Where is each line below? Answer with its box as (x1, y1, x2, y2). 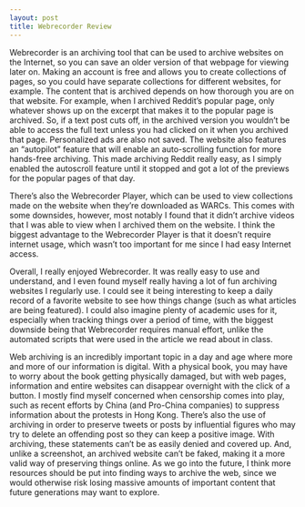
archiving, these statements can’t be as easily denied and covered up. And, (9, 438, 292, 449)
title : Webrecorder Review (9, 22, 112, 31)
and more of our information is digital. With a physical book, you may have (9, 360, 289, 371)
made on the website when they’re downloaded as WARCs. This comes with (9, 199, 295, 210)
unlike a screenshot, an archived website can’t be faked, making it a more (9, 448, 285, 459)
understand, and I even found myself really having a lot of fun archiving (9, 275, 278, 287)
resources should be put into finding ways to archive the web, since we (9, 467, 277, 478)
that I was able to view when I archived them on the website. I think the (9, 219, 276, 230)
